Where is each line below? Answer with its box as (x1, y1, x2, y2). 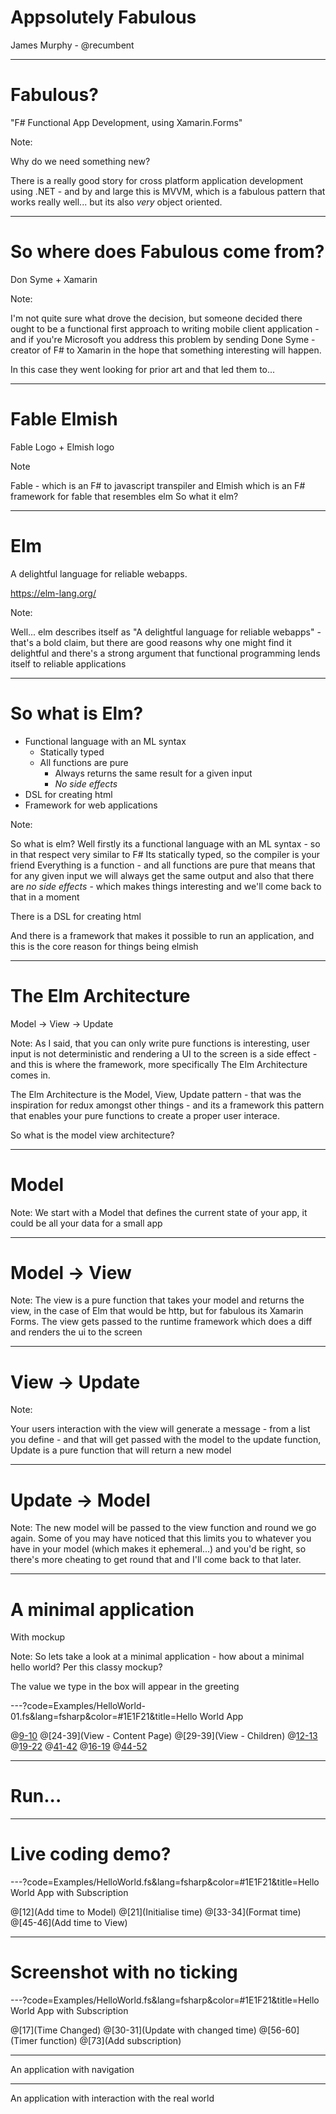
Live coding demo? (10, 1843, 172, 1866)
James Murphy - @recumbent (10, 39, 135, 51)
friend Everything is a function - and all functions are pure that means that (10, 859, 316, 871)
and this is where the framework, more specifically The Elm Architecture (10, 1058, 308, 1070)
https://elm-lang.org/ (10, 587, 97, 599)
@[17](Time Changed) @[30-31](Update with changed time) (10, 2024, 257, 2036)
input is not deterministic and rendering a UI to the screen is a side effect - (10, 1047, 318, 1060)
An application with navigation (10, 2064, 135, 2076)
